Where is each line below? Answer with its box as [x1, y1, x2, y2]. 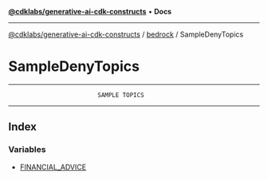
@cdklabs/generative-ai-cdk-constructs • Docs [8, 7, 172, 16]
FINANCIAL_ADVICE [19, 162, 86, 172]
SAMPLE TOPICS [97, 91, 145, 99]
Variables [8, 144, 46, 155]
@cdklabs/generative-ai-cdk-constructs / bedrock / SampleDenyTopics [8, 29, 244, 39]
